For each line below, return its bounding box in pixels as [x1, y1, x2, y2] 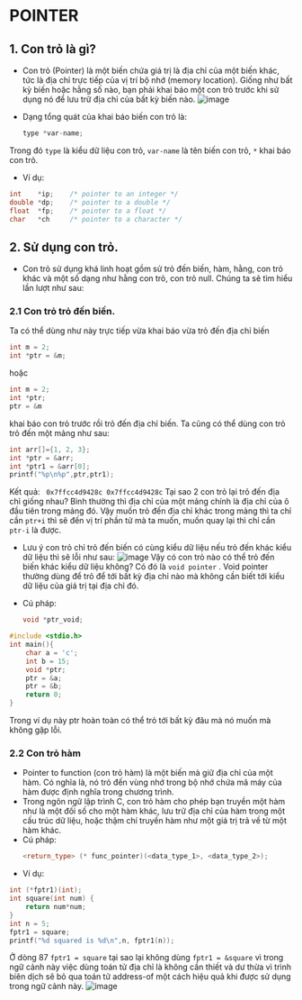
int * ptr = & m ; [9, 351, 67, 360]
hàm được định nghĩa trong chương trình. [22, 786, 174, 797]
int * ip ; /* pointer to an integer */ [9, 189, 179, 198]
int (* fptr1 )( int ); [9, 886, 83, 895]
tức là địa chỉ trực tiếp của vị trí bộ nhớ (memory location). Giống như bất [22, 75, 293, 86]
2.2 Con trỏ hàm [9, 747, 81, 759]
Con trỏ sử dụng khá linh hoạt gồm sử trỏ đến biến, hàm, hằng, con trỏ [22, 263, 283, 275]
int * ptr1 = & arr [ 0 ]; [9, 461, 91, 471]
